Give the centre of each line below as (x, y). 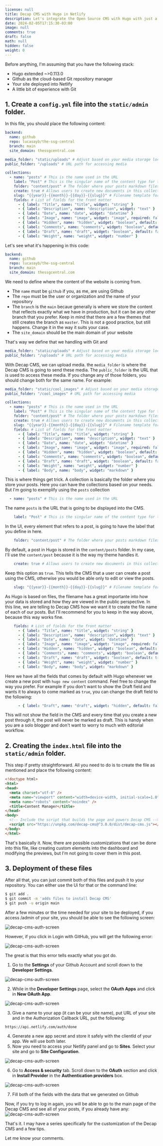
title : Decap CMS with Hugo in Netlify (45, 14)
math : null (16, 41)
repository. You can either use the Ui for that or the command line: (71, 885)
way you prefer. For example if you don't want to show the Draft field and (78, 686)
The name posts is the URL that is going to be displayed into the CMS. (75, 508)
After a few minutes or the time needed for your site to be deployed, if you (79, 912)
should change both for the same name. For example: (58, 380)
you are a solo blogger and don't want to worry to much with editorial (74, 725)
